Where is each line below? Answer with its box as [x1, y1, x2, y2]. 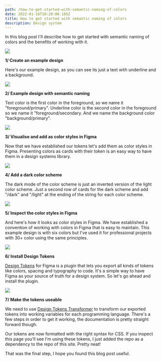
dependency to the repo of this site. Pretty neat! [5, 341, 101, 347]
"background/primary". [5, 115, 51, 121]
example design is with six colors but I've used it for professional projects [5, 230, 152, 235]
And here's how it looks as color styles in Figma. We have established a [5, 220, 148, 225]
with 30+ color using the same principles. [5, 235, 88, 241]
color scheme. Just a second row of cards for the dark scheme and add [5, 187, 149, 192]
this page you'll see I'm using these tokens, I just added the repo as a [5, 336, 144, 342]
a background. [5, 72, 34, 78]
